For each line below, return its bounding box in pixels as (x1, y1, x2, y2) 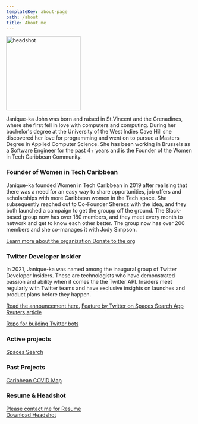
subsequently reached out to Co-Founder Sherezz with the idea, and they (6, 200, 187, 208)
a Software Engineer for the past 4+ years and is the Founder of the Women (6, 147, 192, 154)
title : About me (6, 20, 46, 26)
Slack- (165, 207, 182, 214)
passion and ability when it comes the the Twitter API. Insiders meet (6, 278, 172, 285)
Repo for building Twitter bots (6, 320, 79, 327)
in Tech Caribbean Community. (6, 153, 82, 160)
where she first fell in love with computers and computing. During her (6, 122, 176, 129)
